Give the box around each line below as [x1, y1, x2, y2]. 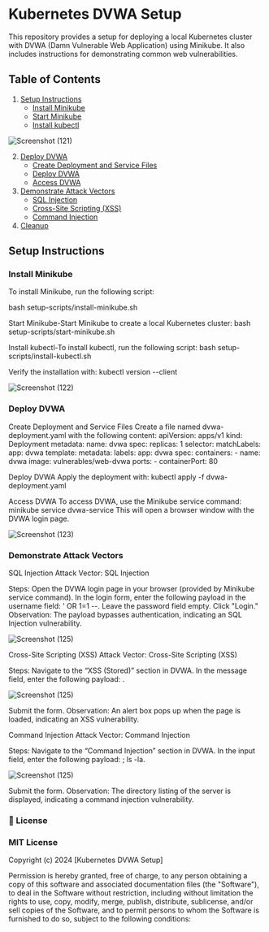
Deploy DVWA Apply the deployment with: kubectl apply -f [8, 472, 205, 482]
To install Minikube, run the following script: [8, 287, 154, 297]
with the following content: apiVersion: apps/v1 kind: [67, 430, 243, 440]
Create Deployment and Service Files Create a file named [8, 422, 201, 431]
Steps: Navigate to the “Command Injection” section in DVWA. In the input [8, 746, 256, 756]
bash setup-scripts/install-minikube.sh [8, 302, 138, 313]
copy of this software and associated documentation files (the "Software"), [8, 879, 260, 890]
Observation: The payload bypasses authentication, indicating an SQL [8, 610, 242, 620]
